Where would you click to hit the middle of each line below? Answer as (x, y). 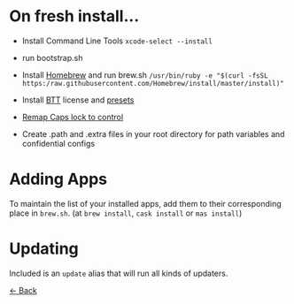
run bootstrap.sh (52, 57)
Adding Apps (58, 179)
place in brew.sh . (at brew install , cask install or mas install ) (126, 213)
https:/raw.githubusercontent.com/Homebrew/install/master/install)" (153, 83)
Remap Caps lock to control (73, 117)
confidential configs (58, 143)
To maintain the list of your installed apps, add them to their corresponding (145, 203)
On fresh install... (74, 16)
